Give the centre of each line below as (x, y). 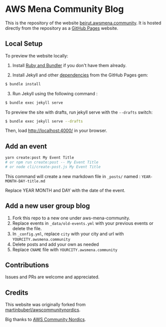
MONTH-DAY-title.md (25, 181)
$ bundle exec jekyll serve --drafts (44, 121)
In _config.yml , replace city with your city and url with (68, 234)
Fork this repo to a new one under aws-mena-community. (71, 218)
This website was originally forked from (45, 305)
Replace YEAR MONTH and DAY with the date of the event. (65, 190)
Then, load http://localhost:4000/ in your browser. (56, 131)
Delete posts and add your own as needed (55, 244)
